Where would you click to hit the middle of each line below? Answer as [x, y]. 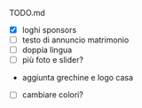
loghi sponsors [49, 30]
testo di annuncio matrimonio [75, 40]
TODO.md [28, 13]
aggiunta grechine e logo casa [78, 78]
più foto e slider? [53, 60]
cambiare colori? [53, 95]
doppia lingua [47, 50]
